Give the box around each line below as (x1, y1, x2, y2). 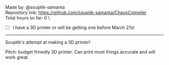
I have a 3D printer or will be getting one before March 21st (12, 24, 135, 30)
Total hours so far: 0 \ (5, 15, 50, 20)
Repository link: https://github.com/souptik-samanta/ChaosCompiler (5, 9, 147, 15)
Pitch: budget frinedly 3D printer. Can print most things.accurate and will (5, 49, 155, 55)
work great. (5, 54, 29, 60)
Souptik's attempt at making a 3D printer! (5, 39, 91, 45)
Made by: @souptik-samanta (5, 4, 65, 10)
